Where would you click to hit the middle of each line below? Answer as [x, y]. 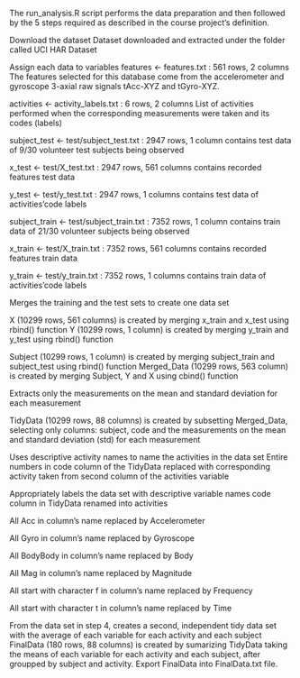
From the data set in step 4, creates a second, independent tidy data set [143, 625]
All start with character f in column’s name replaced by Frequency [132, 591]
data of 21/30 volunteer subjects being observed [100, 231]
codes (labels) [36, 123]
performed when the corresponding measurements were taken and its [140, 113]
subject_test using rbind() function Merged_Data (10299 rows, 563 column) [149, 366]
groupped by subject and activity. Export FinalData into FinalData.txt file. [144, 664]
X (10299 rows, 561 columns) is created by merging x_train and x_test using [150, 320]
